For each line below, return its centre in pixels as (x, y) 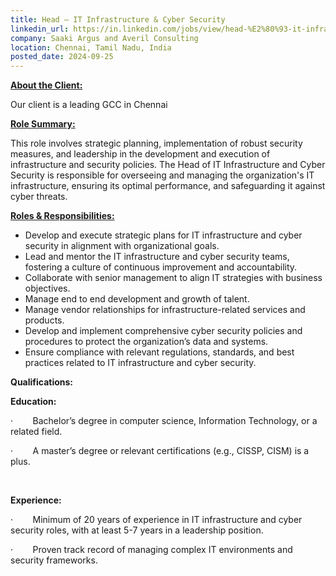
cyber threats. (39, 197)
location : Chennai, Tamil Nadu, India (91, 47)
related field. (36, 432)
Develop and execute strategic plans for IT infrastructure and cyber (163, 235)
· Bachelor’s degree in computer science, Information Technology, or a (164, 421)
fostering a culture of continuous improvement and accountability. (161, 267)
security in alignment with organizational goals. (122, 246)
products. (44, 320)
